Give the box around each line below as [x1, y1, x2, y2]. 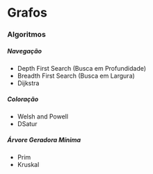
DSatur [17, 120, 38, 128]
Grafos [7, 5, 47, 21]
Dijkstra [17, 79, 40, 87]
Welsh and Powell [17, 112, 68, 121]
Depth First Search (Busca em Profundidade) [17, 64, 147, 73]
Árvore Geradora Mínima [7, 135, 81, 143]
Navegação [7, 46, 42, 55]
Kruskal [17, 161, 40, 169]
